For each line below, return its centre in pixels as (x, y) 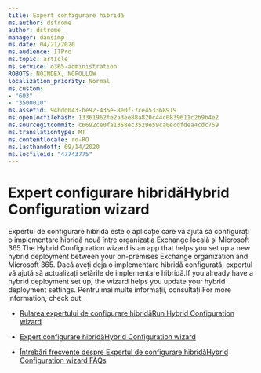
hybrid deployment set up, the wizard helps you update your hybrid (117, 282)
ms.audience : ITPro (40, 52)
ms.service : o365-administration (63, 67)
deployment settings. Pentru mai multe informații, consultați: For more (120, 290)
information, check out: (46, 298)
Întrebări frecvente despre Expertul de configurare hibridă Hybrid (124, 352)
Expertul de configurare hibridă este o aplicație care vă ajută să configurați (129, 232)
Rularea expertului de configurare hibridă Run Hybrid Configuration (127, 313)
